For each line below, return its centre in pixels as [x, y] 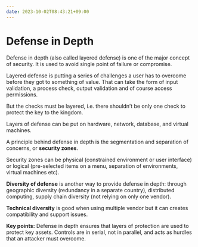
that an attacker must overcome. [46, 238]
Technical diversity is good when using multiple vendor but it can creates [97, 208]
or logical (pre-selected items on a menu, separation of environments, [92, 166]
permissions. [22, 94]
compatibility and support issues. [47, 214]
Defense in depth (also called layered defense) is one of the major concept [98, 58]
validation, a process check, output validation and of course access [89, 88]
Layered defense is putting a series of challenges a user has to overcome [96, 76]
